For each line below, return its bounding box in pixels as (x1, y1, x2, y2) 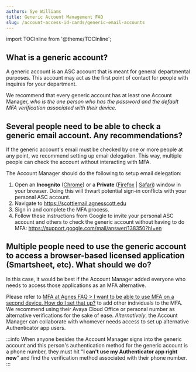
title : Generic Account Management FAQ (6, 14, 104, 20)
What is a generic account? (6, 52, 108, 62)
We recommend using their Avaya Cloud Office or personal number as (6, 305, 176, 312)
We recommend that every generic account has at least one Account (6, 92, 172, 99)
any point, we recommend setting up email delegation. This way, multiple (6, 152, 182, 159)
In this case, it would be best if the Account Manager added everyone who (6, 275, 186, 282)
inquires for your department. (6, 80, 77, 88)
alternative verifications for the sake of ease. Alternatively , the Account (6, 312, 178, 319)
